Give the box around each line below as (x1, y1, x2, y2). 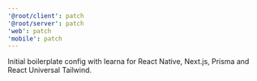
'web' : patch (7, 27, 52, 35)
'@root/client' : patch (7, 11, 84, 20)
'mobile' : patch (7, 34, 62, 43)
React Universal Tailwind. (7, 66, 92, 75)
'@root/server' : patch (7, 19, 84, 28)
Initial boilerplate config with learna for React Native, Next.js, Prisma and (7, 57, 250, 66)
